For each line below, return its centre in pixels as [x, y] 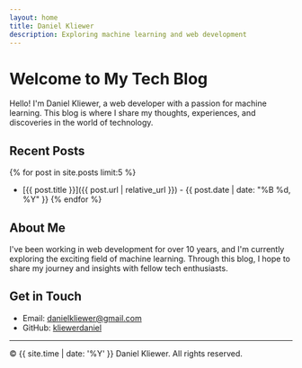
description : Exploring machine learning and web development [128, 34]
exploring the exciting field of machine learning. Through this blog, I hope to [150, 258]
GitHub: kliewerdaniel [62, 328]
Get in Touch [46, 297]
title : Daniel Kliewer [52, 26]
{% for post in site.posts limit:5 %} [73, 172]
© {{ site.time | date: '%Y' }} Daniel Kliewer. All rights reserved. [126, 353]
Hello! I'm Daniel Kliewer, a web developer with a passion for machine [138, 103]
